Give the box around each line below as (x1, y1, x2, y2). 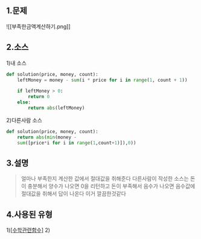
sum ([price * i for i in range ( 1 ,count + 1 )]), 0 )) (17, 140, 136, 146)
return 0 (28, 94, 50, 100)
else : (17, 99, 31, 105)
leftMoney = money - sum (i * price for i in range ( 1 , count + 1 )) (17, 77, 188, 83)
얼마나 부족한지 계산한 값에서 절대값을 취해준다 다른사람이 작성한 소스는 (21, 175, 189, 182)
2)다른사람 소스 (6, 116, 42, 123)
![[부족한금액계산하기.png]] (6, 23, 71, 30)
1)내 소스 (6, 59, 27, 66)
